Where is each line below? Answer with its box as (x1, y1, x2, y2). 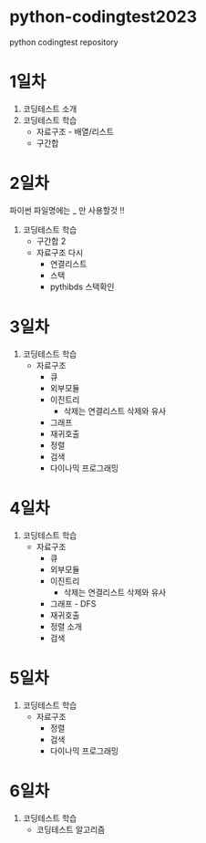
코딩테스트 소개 (22, 103, 77, 114)
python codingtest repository (9, 36, 118, 47)
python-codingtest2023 (9, 6, 198, 27)
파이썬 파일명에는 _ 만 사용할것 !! (9, 204, 125, 215)
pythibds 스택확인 (49, 281, 116, 292)
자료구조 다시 (36, 246, 84, 257)
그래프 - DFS (49, 598, 97, 609)
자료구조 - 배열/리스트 (36, 126, 114, 137)
